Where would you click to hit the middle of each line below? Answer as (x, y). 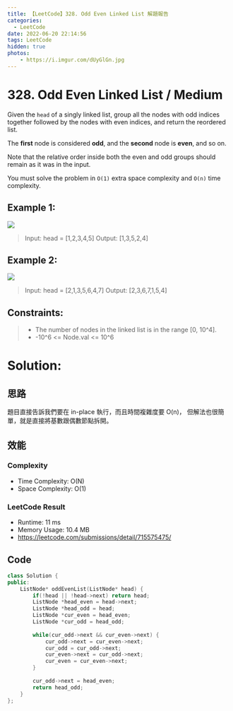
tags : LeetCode (30, 40)
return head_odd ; (58, 687)
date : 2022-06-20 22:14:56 (47, 34)
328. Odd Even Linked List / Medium (115, 94)
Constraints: (35, 313)
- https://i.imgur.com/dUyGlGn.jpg (72, 60)
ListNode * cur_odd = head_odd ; (79, 622)
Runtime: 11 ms (39, 522)
